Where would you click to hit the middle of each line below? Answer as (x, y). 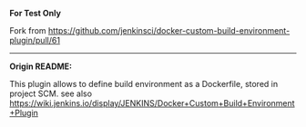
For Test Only (36, 13)
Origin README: (41, 66)
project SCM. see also (51, 93)
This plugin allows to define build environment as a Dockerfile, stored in (144, 84)
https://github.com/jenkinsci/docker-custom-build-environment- (169, 30)
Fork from (28, 30)
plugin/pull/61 (35, 40)
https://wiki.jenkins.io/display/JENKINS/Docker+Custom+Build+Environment (152, 103)
